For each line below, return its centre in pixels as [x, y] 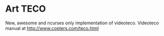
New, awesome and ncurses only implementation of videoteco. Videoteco [82, 23]
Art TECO [26, 9]
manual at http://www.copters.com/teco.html [52, 28]
